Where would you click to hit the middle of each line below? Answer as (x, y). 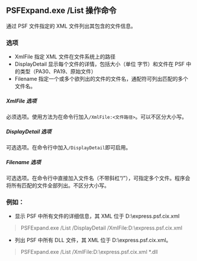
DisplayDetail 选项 (29, 131)
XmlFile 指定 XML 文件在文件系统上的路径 (65, 57)
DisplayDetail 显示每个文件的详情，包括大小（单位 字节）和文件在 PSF (99, 64)
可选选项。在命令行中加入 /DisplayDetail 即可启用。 (69, 148)
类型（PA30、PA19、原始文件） (58, 71)
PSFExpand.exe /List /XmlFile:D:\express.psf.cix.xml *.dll (89, 252)
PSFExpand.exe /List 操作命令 (61, 11)
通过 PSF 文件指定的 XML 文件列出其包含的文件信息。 (71, 26)
